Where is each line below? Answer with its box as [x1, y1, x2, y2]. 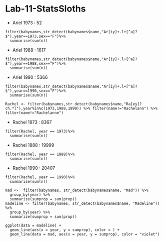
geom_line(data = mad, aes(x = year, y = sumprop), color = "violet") [9, 231, 160, 236]
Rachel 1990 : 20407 [12, 165, 55, 171]
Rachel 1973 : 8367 [12, 119, 52, 125]
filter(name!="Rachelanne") [5, 110, 64, 115]
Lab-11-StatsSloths [5, 3, 86, 15]
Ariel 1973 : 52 [12, 20, 42, 26]
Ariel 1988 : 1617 [12, 47, 46, 53]
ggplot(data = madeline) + [5, 223, 61, 228]
